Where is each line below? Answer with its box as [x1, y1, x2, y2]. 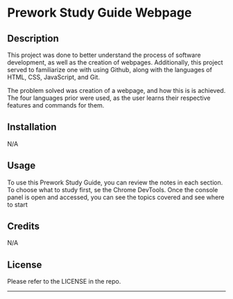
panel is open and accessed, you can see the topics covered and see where [7, 193, 225, 201]
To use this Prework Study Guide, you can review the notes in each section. [7, 178, 223, 187]
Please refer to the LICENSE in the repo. [7, 277, 121, 286]
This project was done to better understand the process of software [7, 51, 201, 59]
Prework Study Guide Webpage [7, 5, 192, 21]
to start [7, 200, 28, 209]
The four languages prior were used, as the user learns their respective [7, 94, 211, 102]
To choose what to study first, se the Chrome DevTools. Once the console [7, 185, 218, 194]
